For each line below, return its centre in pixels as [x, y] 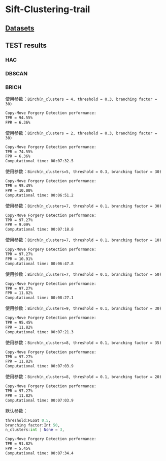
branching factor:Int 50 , [32, 425]
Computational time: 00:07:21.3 [39, 332]
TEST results [26, 45]
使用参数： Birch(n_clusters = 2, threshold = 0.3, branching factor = [81, 133]
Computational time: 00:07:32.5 [39, 161]
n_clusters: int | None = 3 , [35, 430]
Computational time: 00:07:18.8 [39, 229]
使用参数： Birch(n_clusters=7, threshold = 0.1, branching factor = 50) [84, 274]
